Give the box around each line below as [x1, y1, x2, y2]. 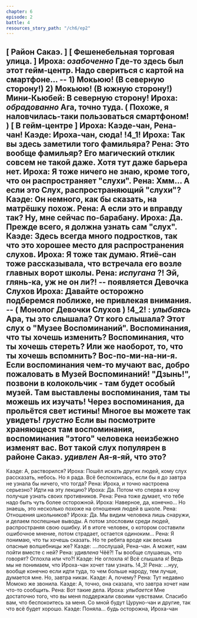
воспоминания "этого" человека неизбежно [6, 434, 179, 444]
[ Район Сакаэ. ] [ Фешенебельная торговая [6, 47, 175, 57]
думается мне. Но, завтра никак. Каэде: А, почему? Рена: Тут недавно [6, 574, 184, 581]
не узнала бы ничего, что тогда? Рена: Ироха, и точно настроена [6, 480, 169, 487]
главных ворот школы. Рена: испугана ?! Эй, [6, 267, 179, 277]
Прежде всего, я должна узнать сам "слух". [6, 222, 178, 232]
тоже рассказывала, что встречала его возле [6, 259, 182, 269]
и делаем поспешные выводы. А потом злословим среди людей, [6, 518, 170, 525]
